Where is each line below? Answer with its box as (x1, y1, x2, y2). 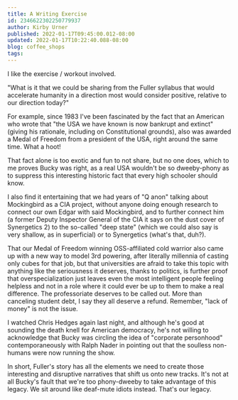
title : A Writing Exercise (7, 10, 87, 18)
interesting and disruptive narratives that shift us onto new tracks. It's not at (7, 369, 229, 378)
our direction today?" (7, 98, 70, 107)
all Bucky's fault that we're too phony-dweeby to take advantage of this (7, 377, 217, 386)
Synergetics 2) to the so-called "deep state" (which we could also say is (7, 222, 219, 231)
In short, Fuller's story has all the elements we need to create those (7, 362, 205, 370)
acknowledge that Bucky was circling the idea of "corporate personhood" (7, 333, 223, 342)
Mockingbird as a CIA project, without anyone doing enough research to (7, 200, 219, 208)
